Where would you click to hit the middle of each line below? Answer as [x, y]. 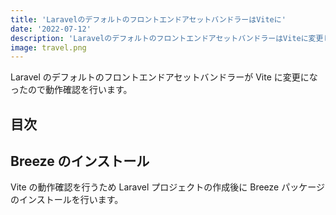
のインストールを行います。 [67, 200]
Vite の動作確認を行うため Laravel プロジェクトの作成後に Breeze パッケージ [167, 187]
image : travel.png [48, 47]
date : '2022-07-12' [51, 29]
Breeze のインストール [80, 161]
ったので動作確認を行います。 [71, 90]
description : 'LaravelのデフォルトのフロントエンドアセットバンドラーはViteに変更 [167, 38]
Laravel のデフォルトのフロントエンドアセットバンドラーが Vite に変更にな [164, 77]
